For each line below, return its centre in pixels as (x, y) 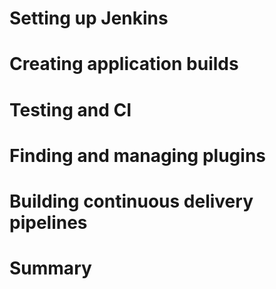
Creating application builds (124, 64)
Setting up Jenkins (89, 18)
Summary (50, 268)
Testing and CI (70, 109)
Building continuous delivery (131, 201)
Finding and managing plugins (138, 155)
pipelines (48, 222)
